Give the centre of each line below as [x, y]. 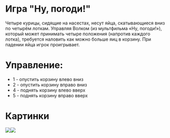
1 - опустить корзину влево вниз [48, 79]
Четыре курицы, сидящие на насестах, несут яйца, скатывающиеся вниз [85, 23]
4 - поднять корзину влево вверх [49, 90]
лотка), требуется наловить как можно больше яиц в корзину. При [78, 39]
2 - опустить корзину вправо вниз [50, 85]
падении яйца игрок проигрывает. [43, 44]
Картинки [27, 116]
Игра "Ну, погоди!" [48, 9]
